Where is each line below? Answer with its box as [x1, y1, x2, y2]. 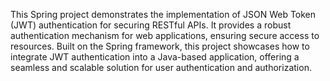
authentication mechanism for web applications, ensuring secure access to [10, 30, 320, 41]
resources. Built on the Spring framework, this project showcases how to [10, 40, 310, 52]
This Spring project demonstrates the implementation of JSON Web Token [10, 9, 317, 20]
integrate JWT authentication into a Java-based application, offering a [10, 51, 300, 63]
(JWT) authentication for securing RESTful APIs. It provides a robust [10, 19, 292, 31]
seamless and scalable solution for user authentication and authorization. [10, 62, 312, 73]
